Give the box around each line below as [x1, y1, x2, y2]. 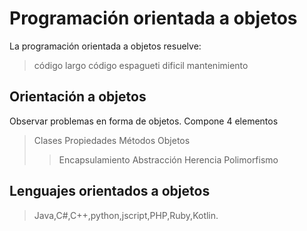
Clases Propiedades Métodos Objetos [33, 134, 191, 146]
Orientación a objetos [9, 88, 147, 106]
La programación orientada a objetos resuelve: [9, 40, 202, 52]
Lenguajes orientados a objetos [9, 183, 211, 200]
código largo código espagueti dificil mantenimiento [33, 59, 249, 71]
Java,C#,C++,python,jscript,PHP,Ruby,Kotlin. [33, 209, 219, 221]
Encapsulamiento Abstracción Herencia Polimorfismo [58, 153, 279, 166]
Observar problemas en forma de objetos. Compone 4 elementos [9, 115, 279, 127]
